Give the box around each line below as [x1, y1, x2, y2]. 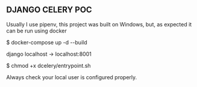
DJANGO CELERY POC [6, 5, 92, 15]
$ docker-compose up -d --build [6, 38, 87, 46]
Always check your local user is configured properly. [6, 73, 137, 80]
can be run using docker [6, 27, 67, 34]
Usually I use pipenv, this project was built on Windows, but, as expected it [6, 20, 192, 28]
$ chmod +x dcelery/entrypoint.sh [6, 62, 92, 69]
